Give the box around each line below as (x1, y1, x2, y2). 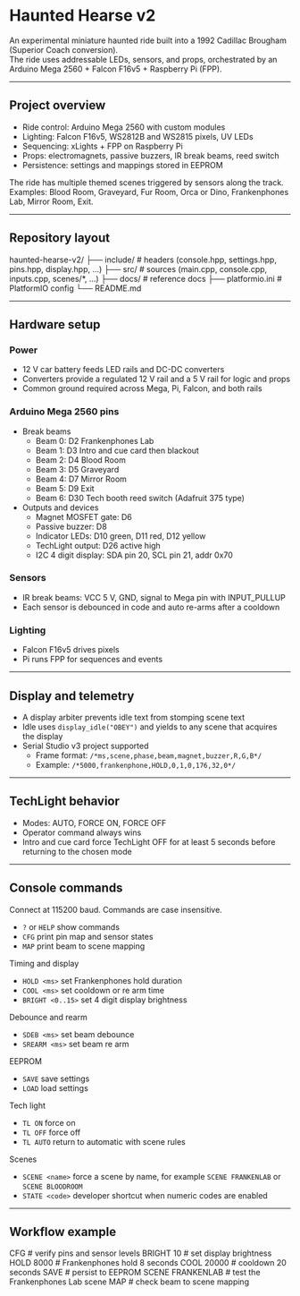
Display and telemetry (9, 688, 135, 703)
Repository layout (9, 230, 110, 246)
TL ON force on (21, 1117, 76, 1128)
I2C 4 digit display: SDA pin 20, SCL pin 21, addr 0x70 (35, 550, 234, 560)
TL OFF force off (21, 1127, 81, 1138)
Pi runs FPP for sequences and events (21, 654, 163, 665)
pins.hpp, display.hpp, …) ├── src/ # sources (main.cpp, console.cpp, (9, 263, 268, 274)
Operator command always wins (21, 827, 142, 838)
